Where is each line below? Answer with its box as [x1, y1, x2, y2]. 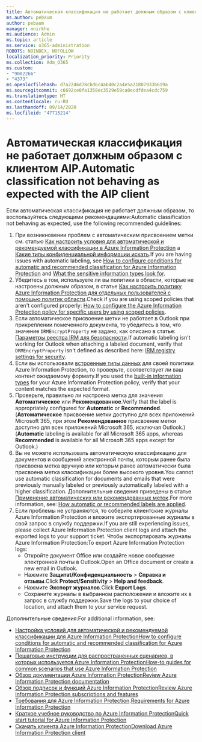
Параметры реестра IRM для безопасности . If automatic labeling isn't [14, 334, 191, 341]
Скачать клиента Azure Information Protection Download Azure [14, 723, 173, 730]
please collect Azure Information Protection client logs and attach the [14, 526, 187, 534]
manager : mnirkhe [6, 25, 50, 32]
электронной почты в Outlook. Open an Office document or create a [23, 559, 194, 566]
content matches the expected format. [14, 385, 110, 393]
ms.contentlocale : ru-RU [6, 98, 69, 104]
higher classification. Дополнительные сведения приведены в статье [14, 488, 192, 495]
